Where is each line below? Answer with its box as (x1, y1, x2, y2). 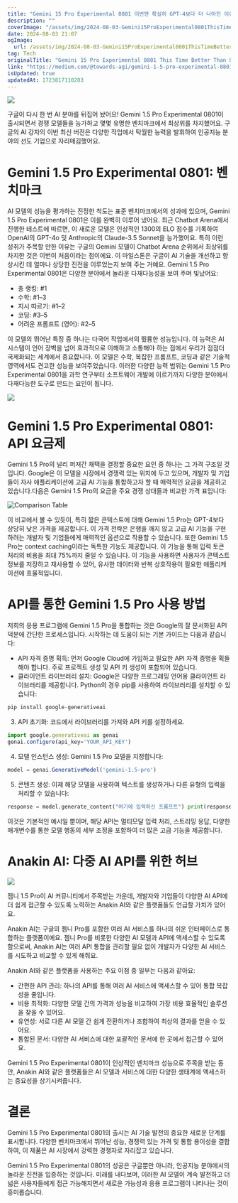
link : (7, 63, 23, 70)
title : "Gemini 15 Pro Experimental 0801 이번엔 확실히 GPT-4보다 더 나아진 (7, 10, 222, 18)
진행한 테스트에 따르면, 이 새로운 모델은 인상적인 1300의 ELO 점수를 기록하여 (7, 225, 218, 233)
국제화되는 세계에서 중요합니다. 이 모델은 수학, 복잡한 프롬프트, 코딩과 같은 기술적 (7, 352, 230, 361)
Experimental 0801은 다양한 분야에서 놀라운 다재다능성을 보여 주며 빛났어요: (7, 269, 218, 278)
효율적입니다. (25, 569, 62, 578)
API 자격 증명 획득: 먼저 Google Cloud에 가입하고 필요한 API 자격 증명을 (17, 654, 217, 663)
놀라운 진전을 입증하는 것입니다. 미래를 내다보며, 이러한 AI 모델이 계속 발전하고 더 (7, 1170, 230, 1179)
